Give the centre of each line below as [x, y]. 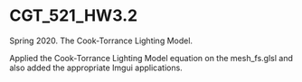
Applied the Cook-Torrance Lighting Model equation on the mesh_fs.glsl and [151, 58]
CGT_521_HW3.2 [74, 16]
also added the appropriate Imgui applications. [96, 68]
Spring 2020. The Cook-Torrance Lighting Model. [101, 41]
